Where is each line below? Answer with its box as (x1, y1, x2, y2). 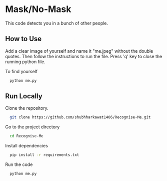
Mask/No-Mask (5, 4, 71, 15)
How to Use (5, 35, 42, 43)
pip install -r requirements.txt (9, 152, 79, 157)
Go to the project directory (5, 124, 60, 130)
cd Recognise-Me (9, 134, 43, 139)
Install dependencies (5, 143, 48, 149)
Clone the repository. (5, 105, 48, 111)
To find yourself (5, 68, 38, 74)
